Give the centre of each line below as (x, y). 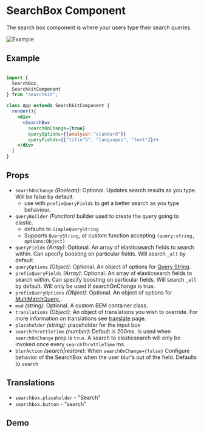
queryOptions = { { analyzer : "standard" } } (77, 134)
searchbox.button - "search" (51, 404)
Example (23, 58)
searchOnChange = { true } (57, 128)
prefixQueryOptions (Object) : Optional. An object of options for (94, 292)
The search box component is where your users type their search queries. (99, 27)
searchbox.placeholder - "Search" (58, 397)
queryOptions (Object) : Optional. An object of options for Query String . (103, 267)
